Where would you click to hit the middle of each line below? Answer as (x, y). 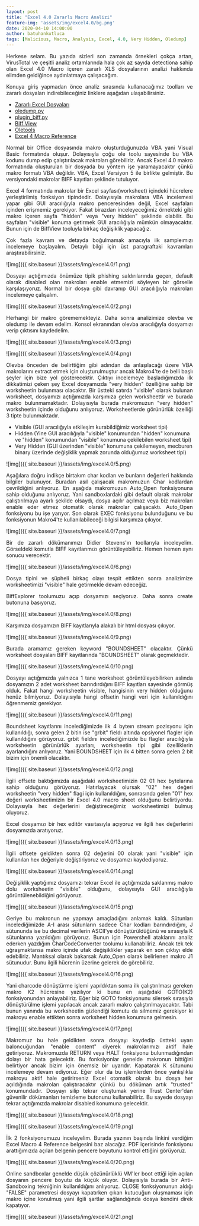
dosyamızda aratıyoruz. (35, 830)
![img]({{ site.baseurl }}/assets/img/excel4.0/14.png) (70, 871)
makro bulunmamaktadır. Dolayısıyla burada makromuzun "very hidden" (99, 403)
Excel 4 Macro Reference (46, 136)
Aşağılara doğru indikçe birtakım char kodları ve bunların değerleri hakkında (99, 475)
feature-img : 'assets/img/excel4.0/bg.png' (61, 23)
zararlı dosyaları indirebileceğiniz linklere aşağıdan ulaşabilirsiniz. (86, 93)
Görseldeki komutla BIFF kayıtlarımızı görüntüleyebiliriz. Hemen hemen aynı (99, 549)
